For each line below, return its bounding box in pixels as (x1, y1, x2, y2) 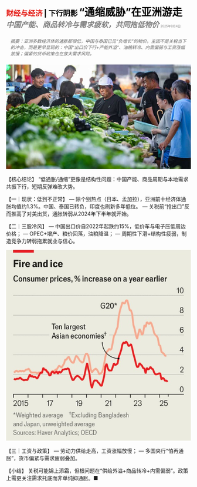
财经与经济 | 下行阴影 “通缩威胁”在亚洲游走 (6, 6, 183, 19)
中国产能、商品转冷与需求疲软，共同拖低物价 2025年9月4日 (6, 20, 181, 29)
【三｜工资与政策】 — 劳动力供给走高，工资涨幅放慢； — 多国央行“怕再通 (6, 448, 184, 455)
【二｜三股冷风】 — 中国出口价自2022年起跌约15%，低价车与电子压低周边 (6, 223, 186, 230)
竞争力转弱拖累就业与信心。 (11, 237, 78, 244)
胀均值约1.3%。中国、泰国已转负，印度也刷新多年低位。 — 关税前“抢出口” (6, 203, 185, 210)
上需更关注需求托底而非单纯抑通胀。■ (6, 475, 98, 482)
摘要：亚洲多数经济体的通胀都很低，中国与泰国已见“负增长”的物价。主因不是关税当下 (11, 38, 186, 44)
